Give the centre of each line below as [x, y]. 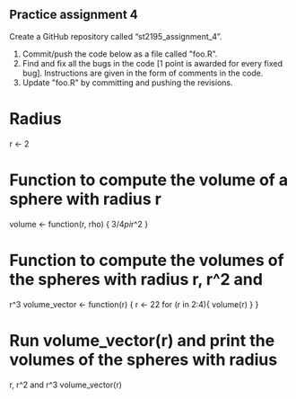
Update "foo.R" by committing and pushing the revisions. [127, 82]
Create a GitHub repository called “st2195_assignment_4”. [116, 36]
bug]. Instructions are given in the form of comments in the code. [143, 73]
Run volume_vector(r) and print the [142, 340]
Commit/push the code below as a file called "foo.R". [120, 54]
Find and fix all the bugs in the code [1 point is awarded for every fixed [152, 63]
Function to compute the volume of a [149, 180]
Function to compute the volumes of [147, 260]
